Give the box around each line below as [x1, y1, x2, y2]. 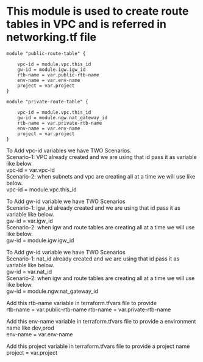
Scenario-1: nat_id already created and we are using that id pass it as [6, 255, 180, 262]
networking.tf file [6, 31, 97, 44]
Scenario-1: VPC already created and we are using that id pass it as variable [6, 153, 197, 160]
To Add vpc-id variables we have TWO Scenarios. [6, 147, 132, 154]
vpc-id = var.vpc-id [6, 166, 55, 174]
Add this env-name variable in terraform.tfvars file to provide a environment [6, 317, 196, 325]
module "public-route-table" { [6, 50, 86, 56]
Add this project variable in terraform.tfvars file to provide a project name [6, 342, 190, 350]
